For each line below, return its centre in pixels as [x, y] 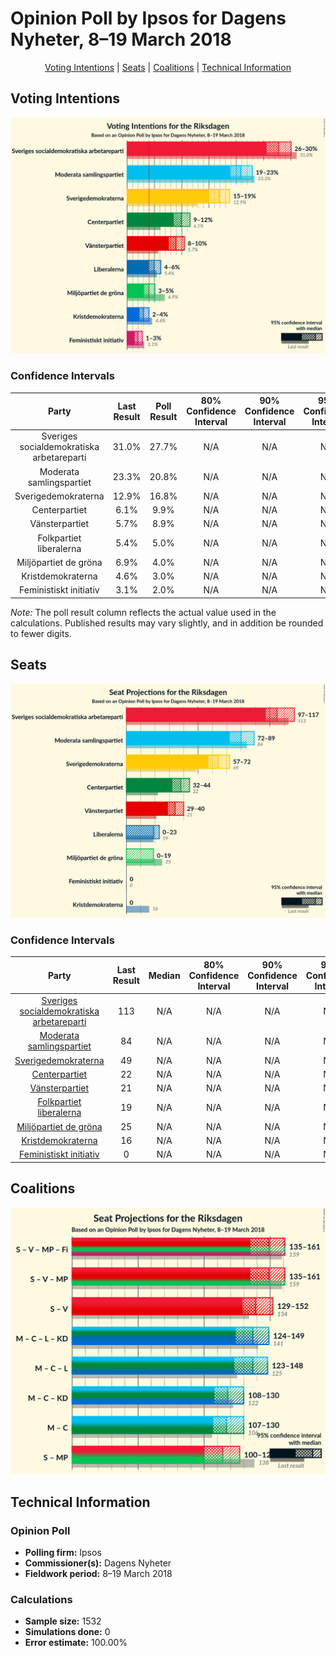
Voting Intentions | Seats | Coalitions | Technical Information [168, 67]
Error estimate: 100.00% [76, 1643]
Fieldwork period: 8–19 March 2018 [98, 1573]
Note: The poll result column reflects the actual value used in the [143, 612]
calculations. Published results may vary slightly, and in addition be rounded [167, 623]
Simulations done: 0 [67, 1632]
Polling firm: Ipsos [63, 1552]
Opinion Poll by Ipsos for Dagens [148, 18]
